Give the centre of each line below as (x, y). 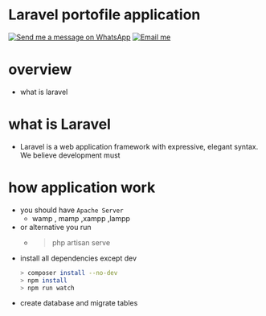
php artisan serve (81, 242)
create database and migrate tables (79, 303)
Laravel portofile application (104, 15)
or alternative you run (55, 227)
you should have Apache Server (72, 210)
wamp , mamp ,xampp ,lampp (81, 218)
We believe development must (70, 155)
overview (40, 70)
